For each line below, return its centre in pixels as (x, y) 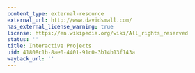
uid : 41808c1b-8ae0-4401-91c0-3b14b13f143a (71, 53)
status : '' (23, 40)
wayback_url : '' (31, 59)
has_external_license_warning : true (60, 26)
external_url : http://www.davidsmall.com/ (70, 20)
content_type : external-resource (56, 14)
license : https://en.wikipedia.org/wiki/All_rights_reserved (98, 33)
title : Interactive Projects (49, 46)
